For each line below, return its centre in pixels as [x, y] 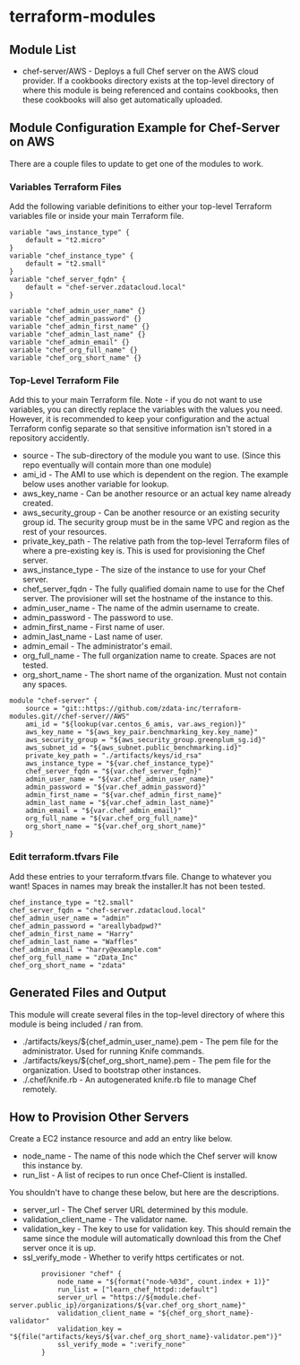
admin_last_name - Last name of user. [92, 637]
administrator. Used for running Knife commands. [113, 1051]
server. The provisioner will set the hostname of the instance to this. [147, 599]
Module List [43, 50]
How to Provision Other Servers [99, 1117]
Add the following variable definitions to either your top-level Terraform [141, 206]
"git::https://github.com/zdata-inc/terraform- [152, 709]
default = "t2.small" [65, 264]
